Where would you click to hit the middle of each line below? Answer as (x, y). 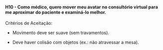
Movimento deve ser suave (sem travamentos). (61, 33)
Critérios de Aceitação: (29, 23)
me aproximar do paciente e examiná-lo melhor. (56, 12)
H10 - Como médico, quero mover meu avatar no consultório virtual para (82, 7)
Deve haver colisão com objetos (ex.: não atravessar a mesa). (76, 43)
